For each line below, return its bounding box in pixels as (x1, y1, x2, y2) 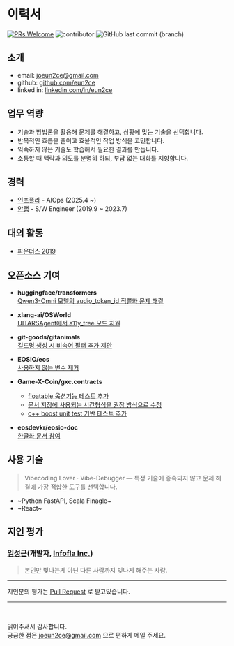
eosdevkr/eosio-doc (17, 423, 79, 432)
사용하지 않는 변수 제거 (17, 364, 79, 372)
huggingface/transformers (17, 288, 97, 297)
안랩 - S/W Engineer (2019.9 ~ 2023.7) (17, 205, 127, 213)
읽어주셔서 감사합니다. (7, 622, 68, 631)
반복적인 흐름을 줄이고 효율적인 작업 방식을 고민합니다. (17, 136, 165, 145)
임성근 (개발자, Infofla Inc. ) (7, 549, 93, 559)
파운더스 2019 (17, 247, 56, 256)
